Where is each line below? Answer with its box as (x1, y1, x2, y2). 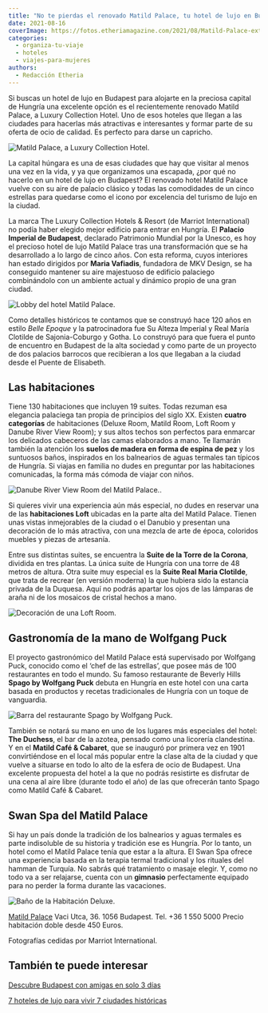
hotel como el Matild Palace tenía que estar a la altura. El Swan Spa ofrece (8, 847, 253, 856)
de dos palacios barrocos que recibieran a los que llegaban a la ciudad (8, 349, 241, 358)
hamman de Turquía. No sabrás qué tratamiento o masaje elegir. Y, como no (8, 864, 258, 874)
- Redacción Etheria (15, 71, 84, 79)
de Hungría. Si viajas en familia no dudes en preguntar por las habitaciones (8, 461, 255, 471)
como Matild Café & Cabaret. (8, 785, 104, 796)
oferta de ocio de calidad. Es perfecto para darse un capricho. (8, 127, 213, 137)
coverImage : (8, 26, 48, 34)
